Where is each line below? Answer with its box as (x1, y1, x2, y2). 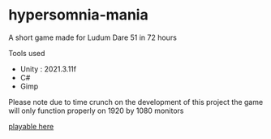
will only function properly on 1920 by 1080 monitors (8, 106, 184, 115)
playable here (8, 121, 54, 131)
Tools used (8, 48, 45, 58)
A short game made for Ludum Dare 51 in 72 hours (8, 33, 177, 42)
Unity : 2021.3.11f (19, 63, 77, 74)
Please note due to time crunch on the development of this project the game (8, 97, 264, 106)
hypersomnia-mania (8, 6, 148, 24)
